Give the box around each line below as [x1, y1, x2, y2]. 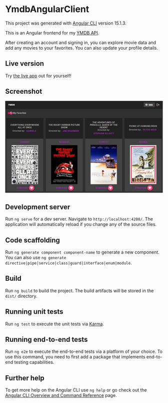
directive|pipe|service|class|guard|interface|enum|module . [5, 260, 132, 266]
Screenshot [5, 87, 42, 96]
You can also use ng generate [5, 255, 66, 261]
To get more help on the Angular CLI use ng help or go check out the [5, 387, 147, 393]
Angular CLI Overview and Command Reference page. [5, 392, 117, 398]
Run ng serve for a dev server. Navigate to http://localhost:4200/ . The [5, 216, 153, 222]
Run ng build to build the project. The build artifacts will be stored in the [5, 287, 154, 294]
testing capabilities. [14, 359, 54, 365]
